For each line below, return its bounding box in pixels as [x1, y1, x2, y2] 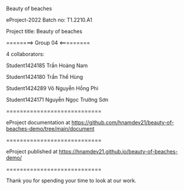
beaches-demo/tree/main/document [6, 125, 95, 132]
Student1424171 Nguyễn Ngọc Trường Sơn [6, 96, 109, 103]
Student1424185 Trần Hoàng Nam [6, 62, 88, 69]
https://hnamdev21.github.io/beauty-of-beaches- [58, 148, 178, 155]
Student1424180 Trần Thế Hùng [6, 74, 83, 80]
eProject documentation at [6, 119, 71, 126]
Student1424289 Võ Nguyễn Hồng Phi [6, 85, 99, 92]
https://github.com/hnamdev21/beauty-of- [71, 119, 175, 126]
